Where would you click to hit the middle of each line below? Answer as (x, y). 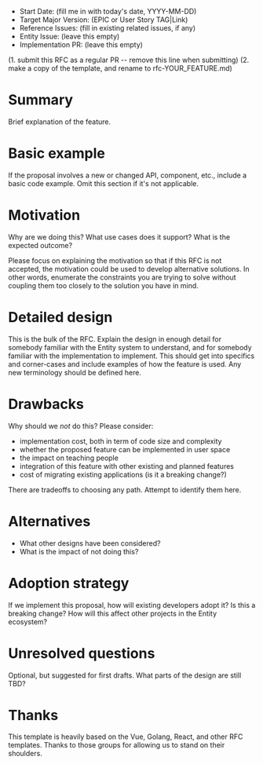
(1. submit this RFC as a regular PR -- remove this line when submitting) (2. (129, 60)
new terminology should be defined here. (75, 372)
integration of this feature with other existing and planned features (126, 466)
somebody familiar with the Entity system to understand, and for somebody (130, 347)
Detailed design (60, 317)
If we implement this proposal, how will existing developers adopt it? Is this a (132, 605)
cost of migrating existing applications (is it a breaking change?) (123, 474)
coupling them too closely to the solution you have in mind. (103, 285)
